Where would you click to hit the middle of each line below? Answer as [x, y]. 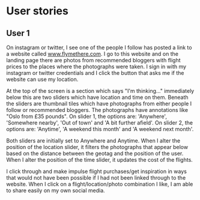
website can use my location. [42, 79]
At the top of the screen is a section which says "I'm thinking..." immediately [100, 91]
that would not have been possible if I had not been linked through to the [96, 178]
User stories [38, 11]
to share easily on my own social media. [56, 190]
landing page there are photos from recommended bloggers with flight [94, 60]
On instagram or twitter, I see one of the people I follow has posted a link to [99, 47]
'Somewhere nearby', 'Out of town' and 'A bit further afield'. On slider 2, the [100, 123]
